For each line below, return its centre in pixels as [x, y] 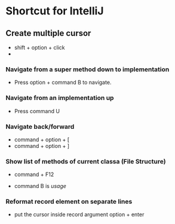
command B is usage [40, 186]
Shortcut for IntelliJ [55, 11]
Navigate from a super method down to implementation [87, 69]
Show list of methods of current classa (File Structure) [86, 161]
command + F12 [34, 174]
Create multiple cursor [48, 33]
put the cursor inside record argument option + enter [79, 214]
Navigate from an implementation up [60, 98]
